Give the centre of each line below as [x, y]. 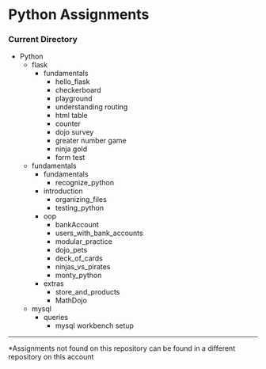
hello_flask [72, 82]
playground [74, 99]
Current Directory [43, 40]
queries [56, 318]
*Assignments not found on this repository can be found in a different [122, 348]
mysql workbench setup [95, 325]
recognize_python [85, 183]
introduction [63, 191]
